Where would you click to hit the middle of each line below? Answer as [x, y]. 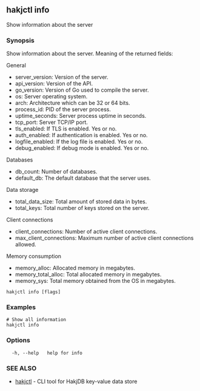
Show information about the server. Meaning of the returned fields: [90, 53]
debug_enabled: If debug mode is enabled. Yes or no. [82, 148]
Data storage [22, 190]
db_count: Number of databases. [56, 172]
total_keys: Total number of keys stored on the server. [82, 208]
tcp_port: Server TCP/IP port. [51, 122]
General [16, 66]
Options [18, 341]
